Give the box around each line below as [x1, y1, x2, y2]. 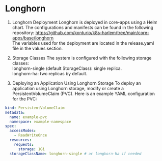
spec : [5, 124, 16, 129]
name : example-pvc [9, 114, 48, 120]
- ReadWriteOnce [14, 133, 48, 138]
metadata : [5, 110, 26, 115]
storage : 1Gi [18, 146, 45, 152]
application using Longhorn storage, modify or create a [12, 85, 124, 91]
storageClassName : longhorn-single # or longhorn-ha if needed [9, 151, 141, 156]
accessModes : [9, 129, 36, 133]
